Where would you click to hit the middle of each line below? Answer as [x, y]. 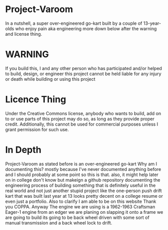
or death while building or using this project [50, 79]
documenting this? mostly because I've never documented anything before [83, 169]
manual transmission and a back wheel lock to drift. [59, 222]
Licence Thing [36, 100]
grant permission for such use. [37, 129]
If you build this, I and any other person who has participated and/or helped [84, 68]
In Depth [23, 150]
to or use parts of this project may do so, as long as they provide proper [80, 119]
